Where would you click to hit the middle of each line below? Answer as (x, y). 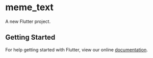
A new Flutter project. (28, 21)
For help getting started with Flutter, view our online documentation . (76, 49)
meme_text (29, 7)
